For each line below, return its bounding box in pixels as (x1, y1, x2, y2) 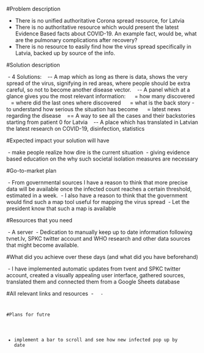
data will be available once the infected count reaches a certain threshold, (6, 186, 192, 192)
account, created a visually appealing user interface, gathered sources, (6, 272, 186, 278)
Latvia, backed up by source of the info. (15, 49, 116, 57)
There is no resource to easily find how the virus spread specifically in (15, 43, 192, 50)
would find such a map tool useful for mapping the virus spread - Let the (6, 198, 190, 205)
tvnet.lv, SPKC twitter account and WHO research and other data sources (6, 235, 191, 242)
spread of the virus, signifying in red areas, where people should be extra (6, 79, 191, 87)
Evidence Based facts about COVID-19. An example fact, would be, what (15, 30, 197, 37)
